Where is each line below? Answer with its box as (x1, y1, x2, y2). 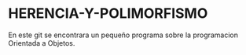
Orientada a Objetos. (8, 38, 75, 47)
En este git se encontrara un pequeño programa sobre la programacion (8, 30, 238, 40)
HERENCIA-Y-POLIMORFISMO (8, 5, 208, 22)
